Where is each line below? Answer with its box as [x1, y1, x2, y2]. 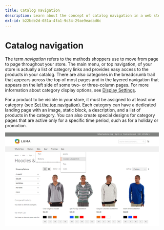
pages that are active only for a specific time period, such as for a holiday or [5, 117, 159, 123]
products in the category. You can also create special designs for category [5, 113, 155, 118]
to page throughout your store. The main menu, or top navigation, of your [5, 61, 152, 67]
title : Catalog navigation [5, 8, 60, 13]
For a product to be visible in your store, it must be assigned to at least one [5, 97, 156, 103]
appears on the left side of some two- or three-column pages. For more [5, 82, 149, 88]
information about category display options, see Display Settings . [5, 87, 137, 93]
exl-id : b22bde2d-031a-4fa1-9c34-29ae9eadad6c [5, 18, 102, 23]
